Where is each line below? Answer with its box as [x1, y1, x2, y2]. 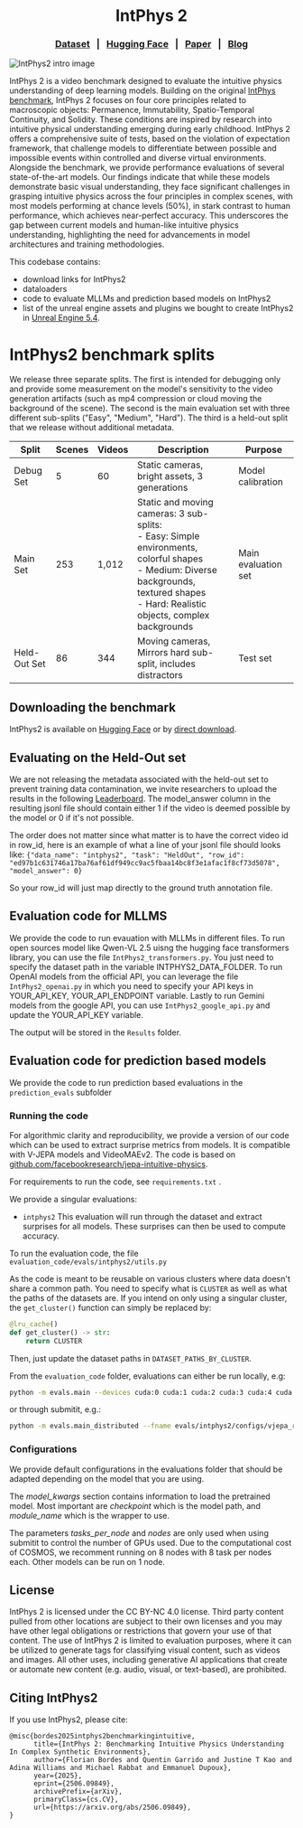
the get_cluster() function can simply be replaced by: [9, 1302, 212, 1313]
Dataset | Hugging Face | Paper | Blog [54, 38, 249, 51]
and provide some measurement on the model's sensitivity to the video [9, 383, 273, 394]
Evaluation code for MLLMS [9, 909, 168, 924]
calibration [238, 476, 284, 488]
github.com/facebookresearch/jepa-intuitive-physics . [9, 1158, 208, 1169]
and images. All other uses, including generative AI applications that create [9, 1654, 288, 1665]
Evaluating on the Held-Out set [9, 749, 187, 765]
